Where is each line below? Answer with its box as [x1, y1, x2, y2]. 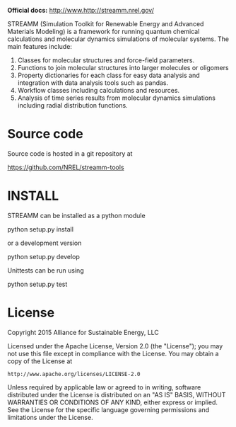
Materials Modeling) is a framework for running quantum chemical [7, 28, 200, 35]
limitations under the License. [7, 413, 93, 421]
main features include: [7, 42, 73, 50]
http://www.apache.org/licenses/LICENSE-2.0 [7, 370, 141, 377]
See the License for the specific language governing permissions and [7, 405, 210, 414]
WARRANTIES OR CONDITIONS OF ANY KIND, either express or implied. [7, 398, 218, 406]
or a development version [7, 239, 82, 247]
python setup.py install [7, 224, 74, 233]
